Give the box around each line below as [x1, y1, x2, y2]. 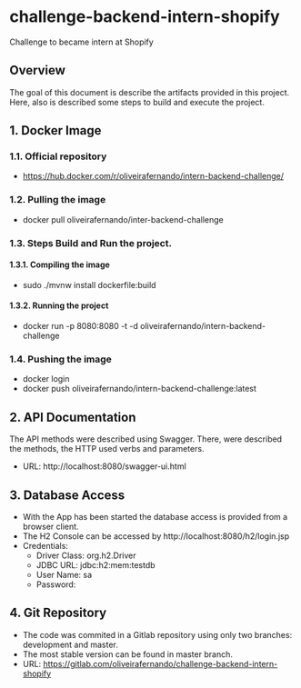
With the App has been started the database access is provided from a [22, 511, 288, 522]
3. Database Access [9, 487, 125, 503]
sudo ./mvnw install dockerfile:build [22, 279, 156, 290]
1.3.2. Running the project [9, 300, 109, 311]
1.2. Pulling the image [9, 194, 106, 206]
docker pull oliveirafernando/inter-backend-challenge [22, 214, 225, 224]
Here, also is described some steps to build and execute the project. [9, 96, 266, 107]
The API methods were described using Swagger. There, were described [9, 434, 283, 444]
